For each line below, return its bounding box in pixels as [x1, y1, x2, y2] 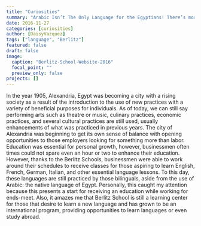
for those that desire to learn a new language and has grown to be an [6, 200, 176, 207]
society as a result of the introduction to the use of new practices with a [6, 98, 184, 106]
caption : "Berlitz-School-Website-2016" [11, 59, 114, 65]
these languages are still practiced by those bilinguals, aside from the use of [6, 175, 194, 182]
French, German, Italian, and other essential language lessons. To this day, [6, 168, 190, 176]
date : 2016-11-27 [6, 20, 50, 26]
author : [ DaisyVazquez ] [6, 31, 66, 37]
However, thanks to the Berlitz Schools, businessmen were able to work [6, 156, 183, 163]
